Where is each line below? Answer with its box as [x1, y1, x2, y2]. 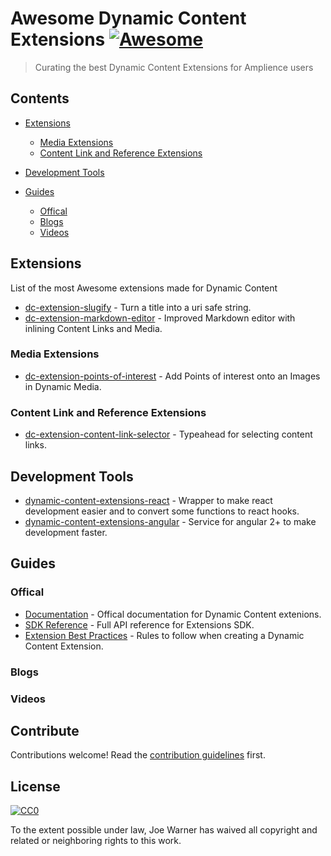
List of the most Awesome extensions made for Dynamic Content [10, 282, 278, 294]
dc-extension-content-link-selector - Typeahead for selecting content [24, 428, 313, 441]
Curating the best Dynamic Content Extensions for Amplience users [34, 61, 314, 73]
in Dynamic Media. [24, 380, 102, 392]
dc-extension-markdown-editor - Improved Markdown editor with [24, 312, 296, 324]
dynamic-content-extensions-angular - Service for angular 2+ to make [24, 515, 317, 527]
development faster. [24, 526, 108, 538]
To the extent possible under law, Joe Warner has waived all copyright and [10, 824, 318, 836]
